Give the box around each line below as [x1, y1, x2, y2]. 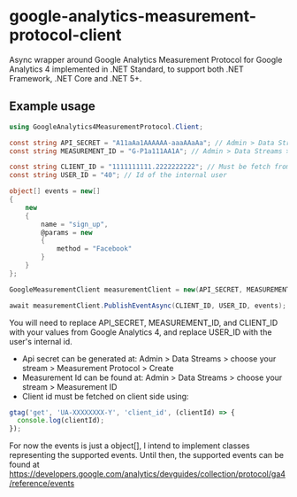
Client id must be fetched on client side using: [21, 391, 189, 401]
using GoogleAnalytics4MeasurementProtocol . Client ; [9, 122, 203, 131]
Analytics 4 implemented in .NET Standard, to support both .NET [9, 64, 245, 74]
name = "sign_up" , [41, 220, 109, 229]
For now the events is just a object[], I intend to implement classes [9, 440, 250, 451]
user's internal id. [9, 336, 72, 346]
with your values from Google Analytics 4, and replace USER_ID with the [9, 326, 272, 338]
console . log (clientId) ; [17, 416, 104, 425]
